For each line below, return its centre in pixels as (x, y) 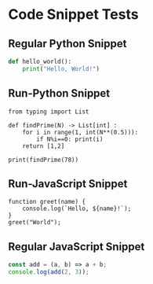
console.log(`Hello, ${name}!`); (77, 209)
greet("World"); (35, 223)
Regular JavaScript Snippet (76, 247)
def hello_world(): (40, 61)
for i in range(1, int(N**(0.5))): (80, 132)
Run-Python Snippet (59, 93)
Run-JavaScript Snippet (68, 184)
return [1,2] (44, 146)
